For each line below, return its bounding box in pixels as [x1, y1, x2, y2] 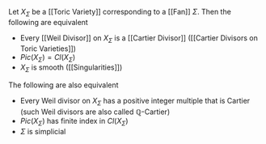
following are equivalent [8, 17, 89, 27]
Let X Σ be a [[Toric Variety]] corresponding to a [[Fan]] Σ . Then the [8, 7, 232, 19]
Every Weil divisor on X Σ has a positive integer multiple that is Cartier [19, 96, 251, 108]
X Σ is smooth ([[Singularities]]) [19, 62, 123, 74]
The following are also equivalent [8, 80, 119, 90]
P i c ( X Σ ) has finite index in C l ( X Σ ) [19, 116, 129, 128]
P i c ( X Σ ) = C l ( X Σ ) [19, 52, 76, 64]
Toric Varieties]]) [19, 44, 77, 53]
